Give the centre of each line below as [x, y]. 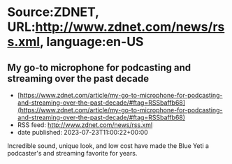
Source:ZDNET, [53, 12]
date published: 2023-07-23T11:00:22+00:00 [82, 132]
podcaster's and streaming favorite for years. [72, 153]
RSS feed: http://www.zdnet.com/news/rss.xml [85, 125]
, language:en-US [92, 42]
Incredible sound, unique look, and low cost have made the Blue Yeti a [108, 146]
